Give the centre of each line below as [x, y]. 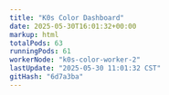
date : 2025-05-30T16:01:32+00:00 [73, 26]
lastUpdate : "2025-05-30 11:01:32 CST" [85, 69]
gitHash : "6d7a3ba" [47, 77]
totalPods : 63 [37, 43]
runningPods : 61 [40, 52]
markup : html [34, 34]
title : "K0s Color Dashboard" [67, 18]
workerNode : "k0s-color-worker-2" [75, 60]
